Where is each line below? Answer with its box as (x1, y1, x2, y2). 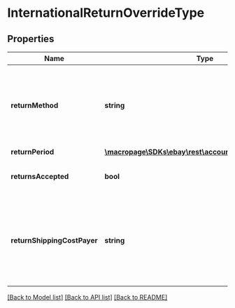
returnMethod (10, 100, 59, 110)
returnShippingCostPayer (10, 236, 98, 245)
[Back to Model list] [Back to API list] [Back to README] (7, 293, 168, 301)
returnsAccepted (10, 172, 69, 181)
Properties (7, 33, 55, 45)
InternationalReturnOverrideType (7, 5, 205, 21)
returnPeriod (10, 147, 55, 156)
